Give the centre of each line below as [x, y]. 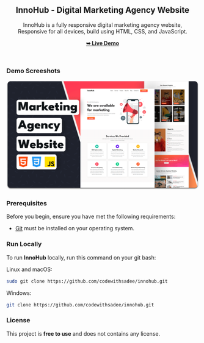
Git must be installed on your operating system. [75, 228]
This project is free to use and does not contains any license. [83, 333]
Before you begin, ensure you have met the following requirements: [91, 217]
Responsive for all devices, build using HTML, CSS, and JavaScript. [103, 31]
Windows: [19, 293]
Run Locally [24, 244]
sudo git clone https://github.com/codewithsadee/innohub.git [87, 281]
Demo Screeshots [33, 71]
